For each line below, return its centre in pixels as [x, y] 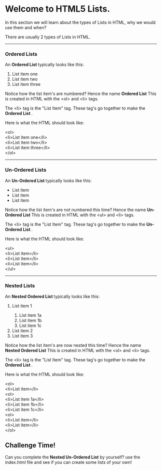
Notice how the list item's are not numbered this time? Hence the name [75, 210]
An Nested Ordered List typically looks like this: [52, 296]
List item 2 [22, 330]
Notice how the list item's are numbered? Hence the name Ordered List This [81, 94]
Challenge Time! [30, 446]
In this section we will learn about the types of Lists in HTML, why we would [80, 22]
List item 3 [22, 336]
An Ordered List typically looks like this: [45, 65]
